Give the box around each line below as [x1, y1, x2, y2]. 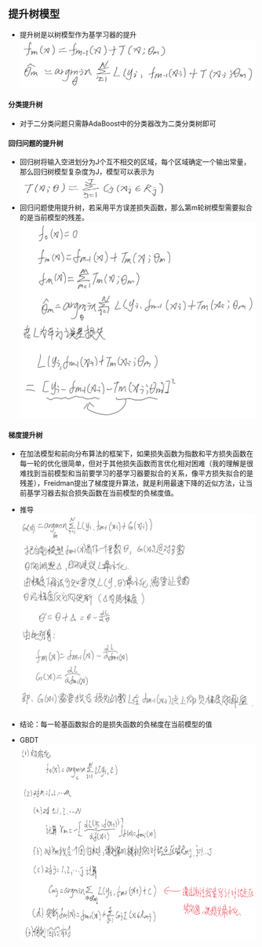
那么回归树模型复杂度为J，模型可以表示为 [19, 167, 155, 177]
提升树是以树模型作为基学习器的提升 [19, 30, 137, 39]
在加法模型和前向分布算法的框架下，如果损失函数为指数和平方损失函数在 [19, 449, 253, 458]
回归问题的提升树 [8, 138, 64, 148]
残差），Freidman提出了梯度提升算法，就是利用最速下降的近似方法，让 [19, 479, 246, 488]
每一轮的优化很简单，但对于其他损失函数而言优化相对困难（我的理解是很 [19, 459, 253, 468]
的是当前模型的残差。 [19, 213, 89, 222]
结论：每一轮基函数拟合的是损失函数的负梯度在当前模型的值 [19, 720, 213, 729]
